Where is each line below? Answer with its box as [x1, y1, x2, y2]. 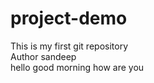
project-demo [10, 7, 128, 30]
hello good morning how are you [10, 61, 145, 73]
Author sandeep [10, 50, 77, 62]
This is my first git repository [10, 40, 129, 52]
